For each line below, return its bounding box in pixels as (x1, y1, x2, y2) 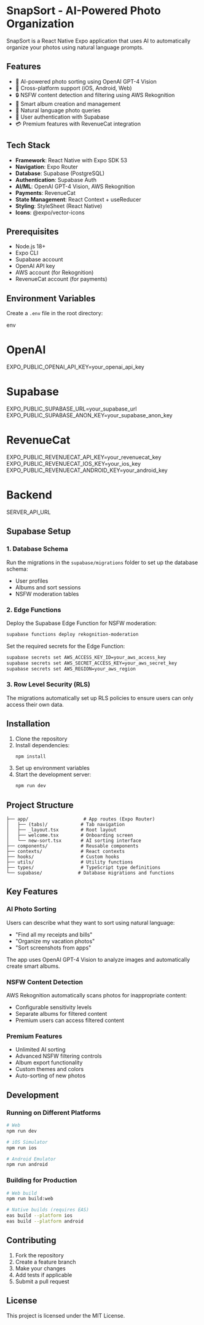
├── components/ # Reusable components (6, 843, 139, 849)
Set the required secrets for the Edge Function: (6, 642, 125, 650)
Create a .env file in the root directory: (6, 310, 103, 317)
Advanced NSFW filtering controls (15, 1052, 103, 1060)
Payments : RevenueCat (15, 189, 76, 197)
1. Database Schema (6, 545, 69, 553)
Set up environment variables (15, 765, 90, 772)
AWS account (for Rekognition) (15, 269, 94, 277)
